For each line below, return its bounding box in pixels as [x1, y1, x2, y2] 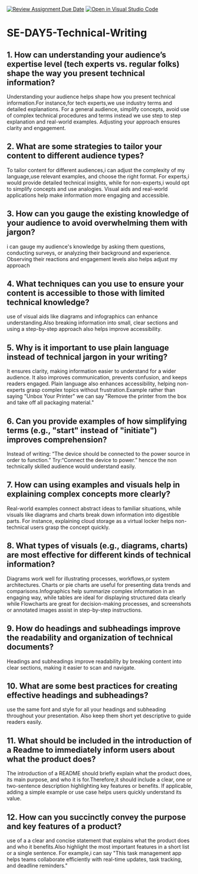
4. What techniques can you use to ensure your [6, 279, 184, 289]
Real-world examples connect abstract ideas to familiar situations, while [6, 505, 181, 512]
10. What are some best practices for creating [6, 681, 178, 691]
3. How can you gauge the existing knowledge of [6, 209, 189, 219]
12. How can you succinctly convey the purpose [6, 812, 186, 822]
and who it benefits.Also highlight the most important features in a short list [6, 843, 190, 850]
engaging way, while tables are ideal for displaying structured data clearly [6, 594, 186, 601]
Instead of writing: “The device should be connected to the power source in [6, 450, 190, 457]
